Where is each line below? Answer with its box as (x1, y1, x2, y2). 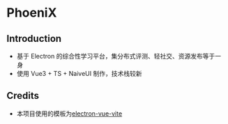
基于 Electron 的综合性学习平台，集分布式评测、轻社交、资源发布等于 (16, 52, 215, 60)
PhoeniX (6, 5, 57, 21)
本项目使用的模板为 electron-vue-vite (16, 109, 123, 118)
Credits (6, 90, 40, 102)
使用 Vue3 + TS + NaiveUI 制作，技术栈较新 (16, 70, 142, 77)
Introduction (6, 33, 62, 45)
